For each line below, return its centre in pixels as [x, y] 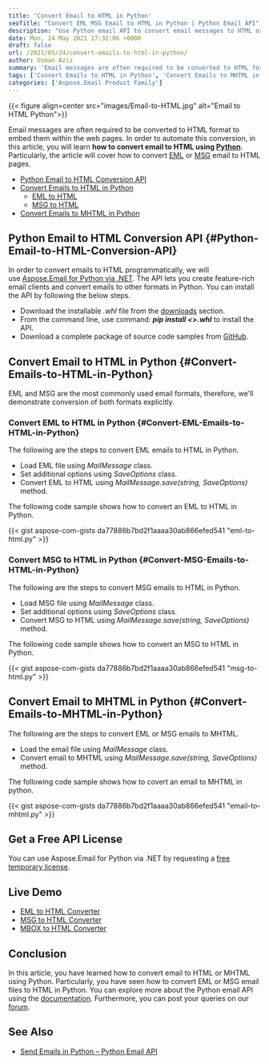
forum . [19, 1006]
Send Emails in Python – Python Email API [88, 1051]
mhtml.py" [25, 814]
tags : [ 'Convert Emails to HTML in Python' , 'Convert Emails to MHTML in [134, 75]
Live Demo [35, 892]
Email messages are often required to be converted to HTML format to [124, 130]
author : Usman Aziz [41, 61]
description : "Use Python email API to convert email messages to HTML [130, 30]
